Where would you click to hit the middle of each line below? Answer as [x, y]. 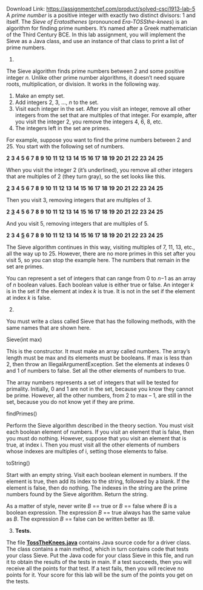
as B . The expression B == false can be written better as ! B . [81, 519]
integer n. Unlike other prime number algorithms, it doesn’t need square [96, 78]
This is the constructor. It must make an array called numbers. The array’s [98, 351]
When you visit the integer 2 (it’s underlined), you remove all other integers [99, 170]
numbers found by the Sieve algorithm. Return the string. [77, 494]
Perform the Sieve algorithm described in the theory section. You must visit [100, 425]
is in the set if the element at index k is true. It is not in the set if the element [101, 291]
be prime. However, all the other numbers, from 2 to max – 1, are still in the [99, 395]
